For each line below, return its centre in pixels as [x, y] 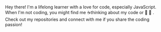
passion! [14, 24]
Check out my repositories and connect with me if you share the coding [77, 19]
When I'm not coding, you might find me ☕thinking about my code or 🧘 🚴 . [80, 12]
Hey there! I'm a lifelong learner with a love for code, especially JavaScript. [81, 7]
